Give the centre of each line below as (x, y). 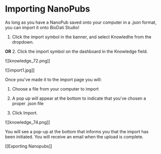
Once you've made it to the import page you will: (53, 79)
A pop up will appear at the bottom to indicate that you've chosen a (79, 98)
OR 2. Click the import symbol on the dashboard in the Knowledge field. (77, 51)
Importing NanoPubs (48, 9)
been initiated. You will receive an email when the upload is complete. (74, 137)
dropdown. (23, 42)
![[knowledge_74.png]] (28, 122)
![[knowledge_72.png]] (28, 61)
